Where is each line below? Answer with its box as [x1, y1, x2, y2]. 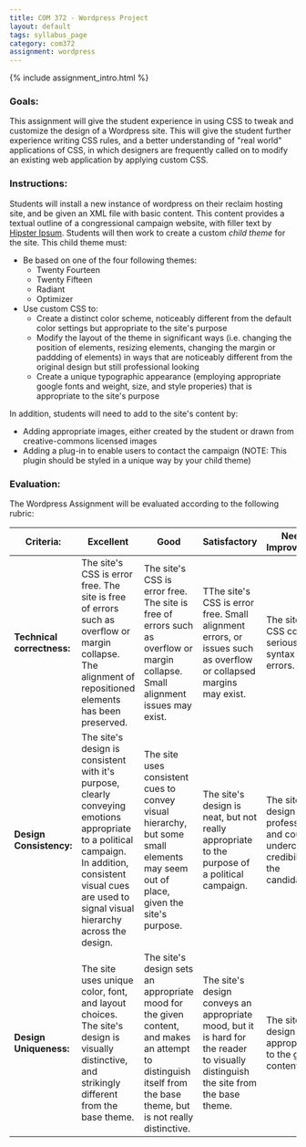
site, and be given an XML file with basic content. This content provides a [9, 207, 285, 219]
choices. [81, 1008, 118, 1021]
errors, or [202, 631, 243, 643]
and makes [144, 1031, 191, 1044]
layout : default [9, 22, 71, 31]
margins [202, 676, 238, 689]
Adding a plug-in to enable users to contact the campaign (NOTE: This [22, 444, 287, 456]
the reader [202, 1042, 248, 1055]
